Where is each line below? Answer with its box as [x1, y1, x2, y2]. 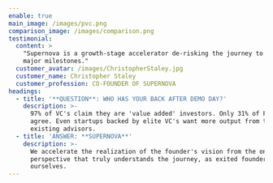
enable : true [8, 11, 53, 20]
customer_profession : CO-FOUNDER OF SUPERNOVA [15, 79, 176, 87]
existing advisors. [29, 125, 96, 133]
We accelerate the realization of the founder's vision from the [29, 147, 256, 155]
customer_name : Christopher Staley [15, 72, 136, 80]
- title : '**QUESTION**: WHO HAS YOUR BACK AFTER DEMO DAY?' [15, 95, 227, 103]
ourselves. [29, 163, 67, 171]
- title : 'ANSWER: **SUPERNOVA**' [15, 132, 132, 140]
